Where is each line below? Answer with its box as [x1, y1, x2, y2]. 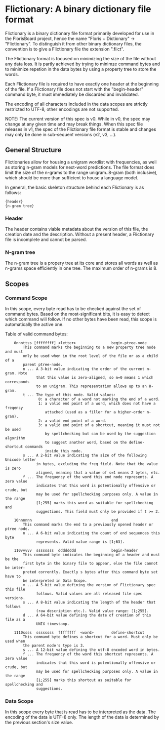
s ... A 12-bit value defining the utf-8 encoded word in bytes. [23, 648, 161, 652]
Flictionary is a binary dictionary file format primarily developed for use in [5, 30, 155, 36]
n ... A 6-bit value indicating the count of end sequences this [23, 531, 161, 536]
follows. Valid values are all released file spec [36, 591, 142, 596]
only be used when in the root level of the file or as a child [23, 354, 158, 359]
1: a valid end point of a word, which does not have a [38, 401, 156, 406]
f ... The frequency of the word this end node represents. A [23, 475, 154, 480]
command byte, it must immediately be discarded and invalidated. [5, 91, 139, 97]
